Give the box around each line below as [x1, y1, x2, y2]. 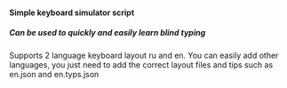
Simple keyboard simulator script [9, 7, 135, 18]
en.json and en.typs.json [9, 68, 100, 79]
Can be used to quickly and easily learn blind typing [9, 28, 206, 38]
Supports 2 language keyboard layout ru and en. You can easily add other [9, 50, 279, 60]
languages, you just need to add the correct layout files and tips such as [9, 59, 274, 70]
